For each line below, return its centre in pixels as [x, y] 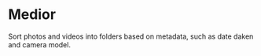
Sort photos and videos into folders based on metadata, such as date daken [131, 36]
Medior [32, 15]
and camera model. [39, 44]
